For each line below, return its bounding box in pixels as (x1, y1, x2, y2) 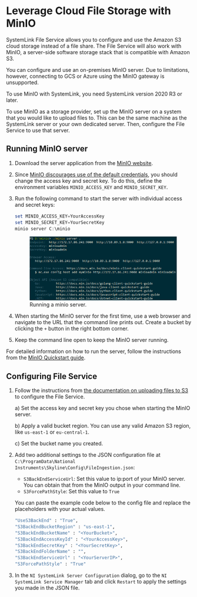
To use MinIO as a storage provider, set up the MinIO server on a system (6, 108, 182, 115)
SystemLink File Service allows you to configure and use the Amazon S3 (6, 36, 182, 43)
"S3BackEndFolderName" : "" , (14, 549, 86, 555)
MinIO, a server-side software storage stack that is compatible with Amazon (6, 48, 190, 55)
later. (6, 96, 19, 104)
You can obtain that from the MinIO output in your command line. (23, 481, 181, 489)
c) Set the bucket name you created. (14, 440, 103, 447)
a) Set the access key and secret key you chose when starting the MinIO (14, 405, 191, 412)
